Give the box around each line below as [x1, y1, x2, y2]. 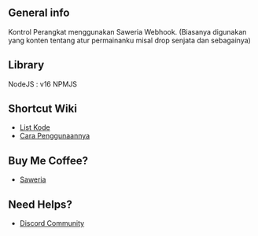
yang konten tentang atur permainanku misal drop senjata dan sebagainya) [8, 35, 252, 45]
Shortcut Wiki [8, 102, 77, 116]
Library [8, 58, 45, 72]
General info [8, 6, 70, 20]
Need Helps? [8, 197, 72, 211]
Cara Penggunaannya [19, 131, 90, 141]
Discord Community [19, 219, 85, 228]
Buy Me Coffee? [8, 153, 89, 168]
